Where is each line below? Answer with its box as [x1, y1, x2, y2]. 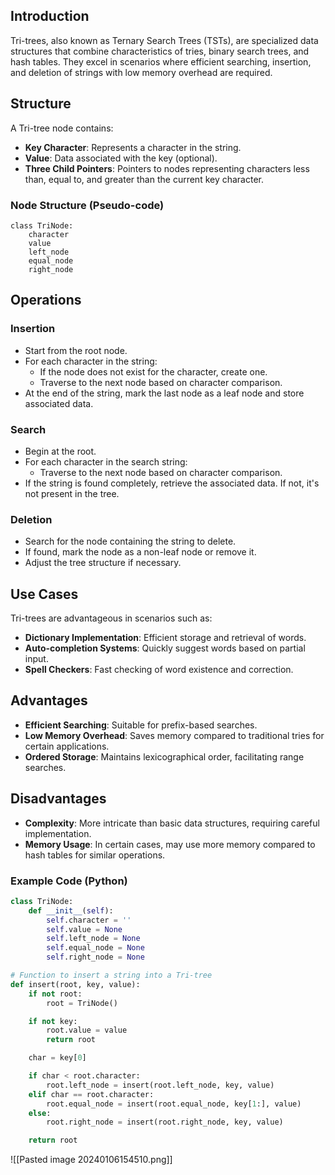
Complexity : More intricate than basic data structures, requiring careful [24, 817, 320, 829]
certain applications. [24, 740, 110, 752]
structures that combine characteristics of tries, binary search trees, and [10, 45, 310, 57]
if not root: [28, 989, 83, 999]
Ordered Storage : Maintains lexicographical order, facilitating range [24, 750, 305, 763]
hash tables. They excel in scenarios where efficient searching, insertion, [10, 55, 312, 68]
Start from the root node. [24, 344, 128, 356]
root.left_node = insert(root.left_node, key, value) [46, 1080, 275, 1090]
